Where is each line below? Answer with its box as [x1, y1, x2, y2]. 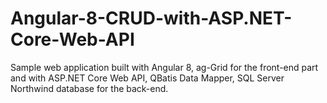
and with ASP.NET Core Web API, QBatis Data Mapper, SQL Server [10, 72, 285, 84]
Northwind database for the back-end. [10, 82, 169, 94]
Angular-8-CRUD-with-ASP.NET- [10, 7, 293, 30]
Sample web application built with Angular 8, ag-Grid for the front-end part [10, 61, 319, 73]
